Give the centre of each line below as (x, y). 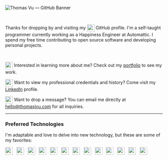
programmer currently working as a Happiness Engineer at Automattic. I (79, 34)
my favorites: (19, 140)
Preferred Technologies (34, 124)
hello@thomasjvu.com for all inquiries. (44, 106)
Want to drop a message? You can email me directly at (70, 99)
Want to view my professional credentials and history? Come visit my (85, 82)
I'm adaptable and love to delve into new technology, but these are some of (83, 135)
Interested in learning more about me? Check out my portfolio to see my (88, 65)
